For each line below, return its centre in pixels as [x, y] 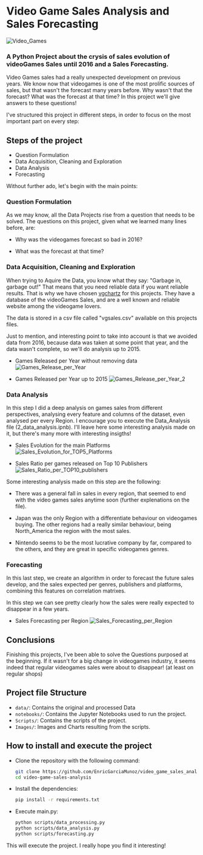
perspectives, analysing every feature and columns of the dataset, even [96, 414]
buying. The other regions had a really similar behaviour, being [93, 524]
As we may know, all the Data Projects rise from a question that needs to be [101, 215]
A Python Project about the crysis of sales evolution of [88, 56]
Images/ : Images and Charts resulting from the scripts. [82, 726]
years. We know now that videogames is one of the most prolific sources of [101, 84]
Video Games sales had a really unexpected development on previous [93, 78]
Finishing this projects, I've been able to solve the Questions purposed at [97, 655]
